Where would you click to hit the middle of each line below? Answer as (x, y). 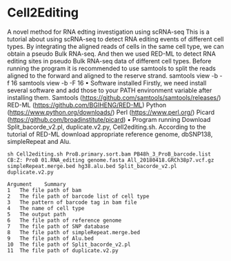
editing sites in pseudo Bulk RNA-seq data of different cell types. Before (109, 61)
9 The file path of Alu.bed (51, 238)
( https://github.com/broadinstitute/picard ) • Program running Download (109, 119)
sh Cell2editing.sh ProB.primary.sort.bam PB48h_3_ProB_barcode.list (109, 154)
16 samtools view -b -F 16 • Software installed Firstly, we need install (109, 83)
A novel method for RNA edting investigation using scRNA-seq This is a (109, 32)
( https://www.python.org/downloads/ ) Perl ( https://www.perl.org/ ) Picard (111, 112)
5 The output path (37, 214)
